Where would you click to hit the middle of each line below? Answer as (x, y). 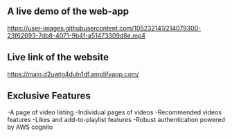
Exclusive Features (49, 96)
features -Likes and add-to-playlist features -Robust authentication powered (116, 120)
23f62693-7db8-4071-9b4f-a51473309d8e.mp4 (77, 35)
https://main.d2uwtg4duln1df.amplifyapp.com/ (73, 74)
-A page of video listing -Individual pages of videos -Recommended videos (114, 112)
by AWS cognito (30, 127)
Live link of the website (58, 57)
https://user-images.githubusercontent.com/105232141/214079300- (104, 28)
